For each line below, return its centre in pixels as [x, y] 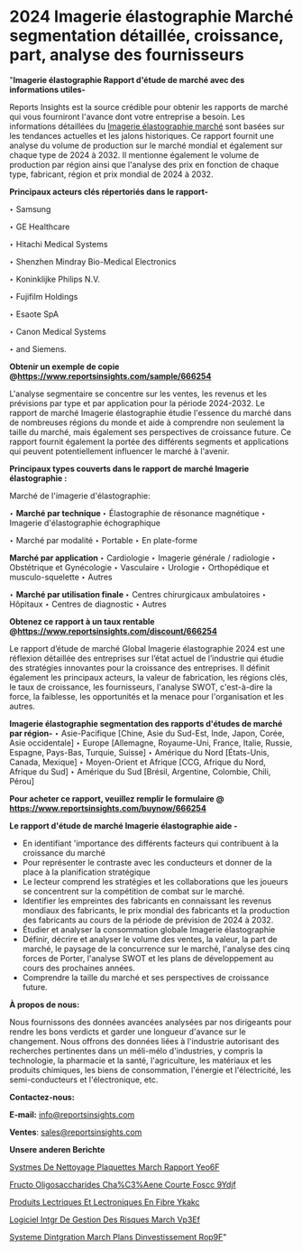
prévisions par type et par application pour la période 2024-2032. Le [137, 403]
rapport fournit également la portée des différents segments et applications [149, 441]
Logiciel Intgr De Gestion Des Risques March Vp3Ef [105, 1219]
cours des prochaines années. [78, 968]
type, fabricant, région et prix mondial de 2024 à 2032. [111, 174]
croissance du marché [64, 853]
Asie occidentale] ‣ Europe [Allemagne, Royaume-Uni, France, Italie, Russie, [151, 743]
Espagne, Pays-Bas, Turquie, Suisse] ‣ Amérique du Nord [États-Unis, [139, 752]
